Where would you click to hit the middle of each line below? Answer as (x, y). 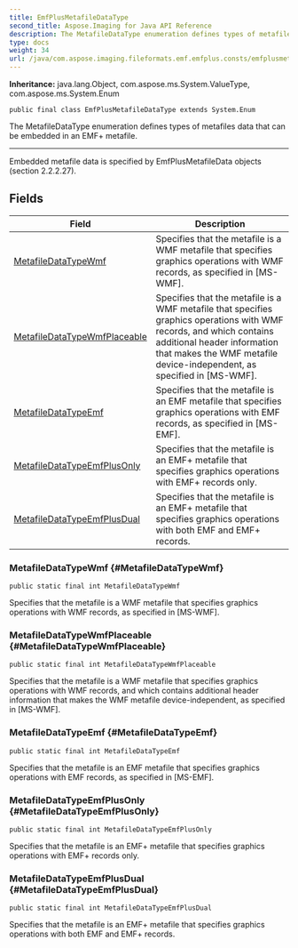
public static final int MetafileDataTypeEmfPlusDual (111, 908)
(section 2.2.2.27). (43, 171)
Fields (27, 199)
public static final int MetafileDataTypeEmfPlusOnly (111, 830)
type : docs (29, 42)
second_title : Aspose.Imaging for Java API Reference (111, 26)
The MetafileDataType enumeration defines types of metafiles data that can (148, 126)
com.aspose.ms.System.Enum (64, 93)
